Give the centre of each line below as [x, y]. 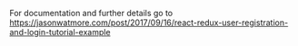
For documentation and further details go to [91, 13]
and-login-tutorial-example [60, 32]
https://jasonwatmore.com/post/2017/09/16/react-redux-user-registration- [149, 23]
